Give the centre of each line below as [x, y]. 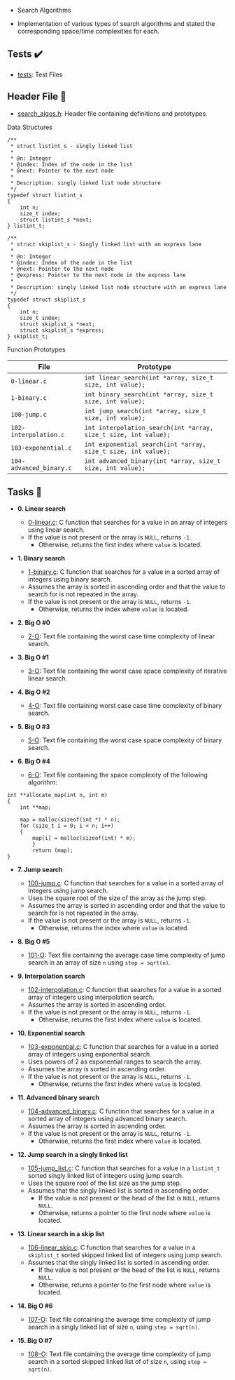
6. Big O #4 [34, 761]
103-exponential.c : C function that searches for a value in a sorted [123, 1047]
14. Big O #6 [35, 1306]
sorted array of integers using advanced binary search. [107, 1119]
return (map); [53, 851]
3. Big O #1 [33, 657]
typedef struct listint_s [45, 195]
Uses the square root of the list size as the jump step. [105, 1183]
